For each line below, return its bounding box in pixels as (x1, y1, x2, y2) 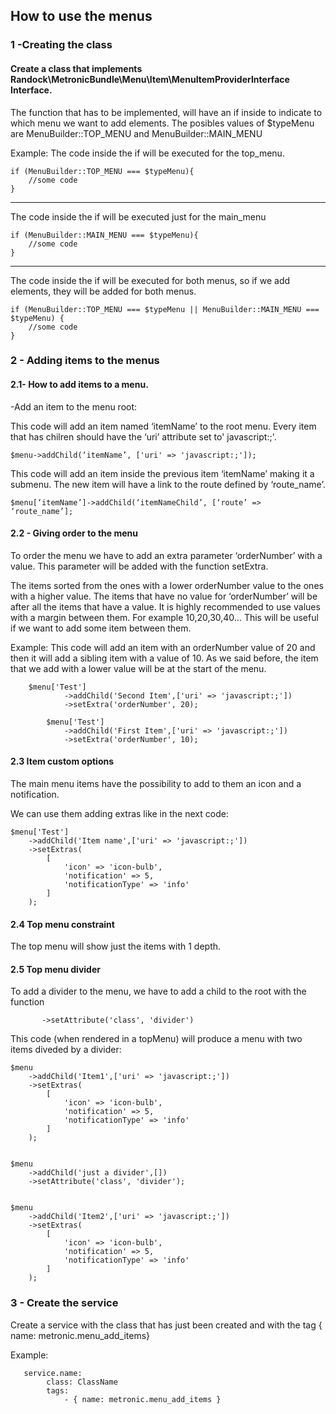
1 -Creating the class (10, 38, 113, 52)
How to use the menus (10, 8, 153, 25)
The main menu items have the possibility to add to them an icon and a (10, 778, 302, 790)
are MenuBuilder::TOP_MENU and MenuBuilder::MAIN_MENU (10, 127, 263, 139)
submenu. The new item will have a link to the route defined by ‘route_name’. (10, 478, 326, 490)
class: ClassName (46, 1377, 118, 1387)
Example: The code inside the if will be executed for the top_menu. (10, 147, 285, 159)
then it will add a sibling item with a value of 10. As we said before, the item (10, 652, 319, 664)
